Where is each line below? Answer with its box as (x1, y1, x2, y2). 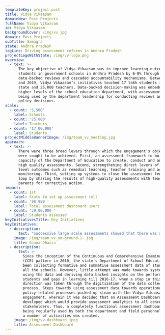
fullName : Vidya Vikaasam (5, 21, 58, 26)
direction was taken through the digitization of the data (23, 281, 146, 286)
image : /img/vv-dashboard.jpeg (14, 318, 78, 323)
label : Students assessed (14, 213, 67, 218)
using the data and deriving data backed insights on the (23, 272, 144, 277)
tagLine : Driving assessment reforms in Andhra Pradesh (5, 48, 122, 53)
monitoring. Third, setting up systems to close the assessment (18, 171, 153, 177)
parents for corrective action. (18, 181, 84, 186)
